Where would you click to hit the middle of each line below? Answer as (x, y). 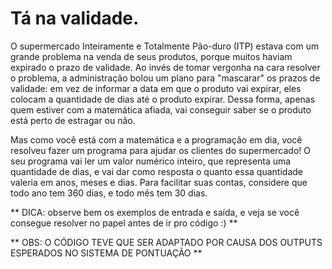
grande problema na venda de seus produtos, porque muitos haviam (151, 56)
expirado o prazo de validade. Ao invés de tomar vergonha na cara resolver (165, 67)
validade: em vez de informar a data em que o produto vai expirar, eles (156, 88)
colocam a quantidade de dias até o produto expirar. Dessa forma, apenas (163, 99)
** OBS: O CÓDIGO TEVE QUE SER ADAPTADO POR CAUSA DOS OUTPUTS (166, 242)
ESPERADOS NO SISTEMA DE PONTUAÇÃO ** (106, 253)
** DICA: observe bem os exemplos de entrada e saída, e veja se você (155, 212)
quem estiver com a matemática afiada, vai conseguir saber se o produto (161, 109)
